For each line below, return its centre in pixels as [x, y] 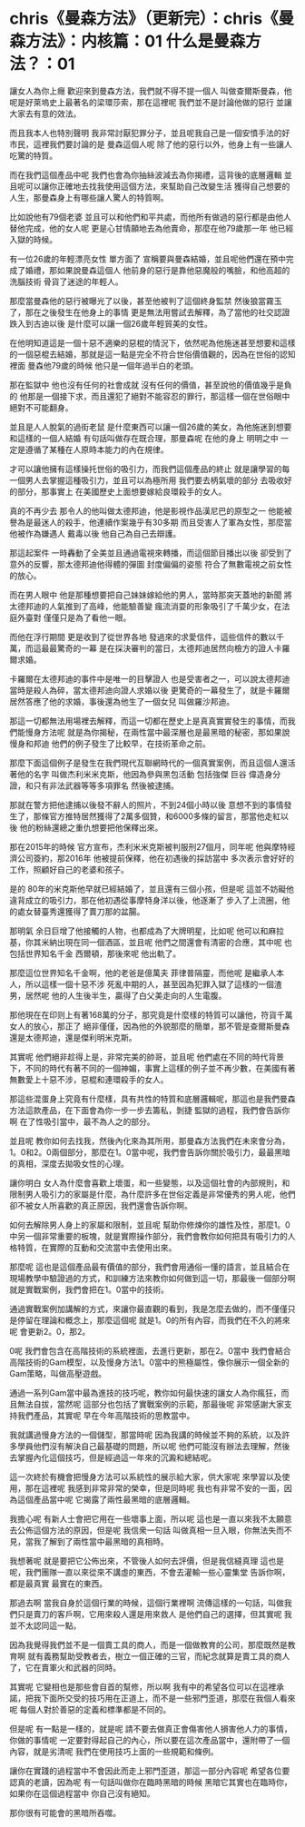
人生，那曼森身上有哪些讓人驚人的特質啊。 [89, 197]
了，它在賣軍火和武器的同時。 [65, 1667]
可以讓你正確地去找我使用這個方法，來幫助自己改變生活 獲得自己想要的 [157, 186]
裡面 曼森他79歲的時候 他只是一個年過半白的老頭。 [104, 365]
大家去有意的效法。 [45, 114]
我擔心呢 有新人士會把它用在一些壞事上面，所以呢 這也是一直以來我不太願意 [151, 1518]
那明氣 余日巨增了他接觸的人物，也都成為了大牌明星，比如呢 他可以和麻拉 [147, 931]
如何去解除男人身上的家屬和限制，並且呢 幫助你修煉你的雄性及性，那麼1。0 [150, 1225]
